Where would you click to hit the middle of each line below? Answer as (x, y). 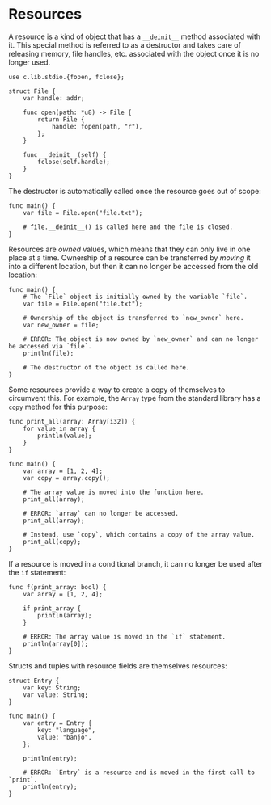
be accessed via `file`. (50, 346)
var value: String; (56, 695)
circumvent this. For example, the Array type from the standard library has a (135, 398)
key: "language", (66, 730)
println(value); (65, 436)
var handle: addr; (54, 98)
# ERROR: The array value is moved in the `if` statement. (125, 636)
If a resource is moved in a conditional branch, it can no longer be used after (135, 563)
